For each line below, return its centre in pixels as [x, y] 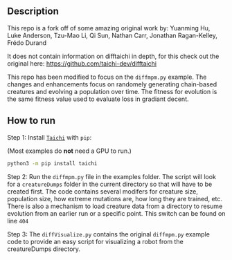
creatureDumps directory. [44, 249]
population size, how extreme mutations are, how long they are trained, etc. [115, 198]
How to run [32, 121]
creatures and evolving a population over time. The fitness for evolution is [112, 91]
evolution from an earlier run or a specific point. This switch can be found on [116, 213]
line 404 [18, 221]
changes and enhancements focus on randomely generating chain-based [112, 84]
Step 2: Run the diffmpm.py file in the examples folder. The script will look [112, 176]
